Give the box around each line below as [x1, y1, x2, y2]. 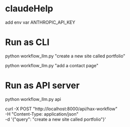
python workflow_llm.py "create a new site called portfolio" [5, 53, 126, 59]
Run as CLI [5, 37, 49, 48]
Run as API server [5, 80, 80, 91]
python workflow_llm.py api [5, 96, 61, 102]
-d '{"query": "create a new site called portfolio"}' [5, 116, 106, 122]
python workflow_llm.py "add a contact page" [5, 62, 99, 68]
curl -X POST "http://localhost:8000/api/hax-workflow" [5, 106, 118, 112]
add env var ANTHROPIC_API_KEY [5, 19, 76, 25]
